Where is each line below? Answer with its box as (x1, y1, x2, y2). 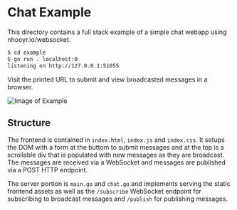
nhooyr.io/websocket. (7, 35, 71, 43)
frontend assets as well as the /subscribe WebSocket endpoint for (7, 187, 201, 196)
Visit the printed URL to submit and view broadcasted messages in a (7, 75, 208, 84)
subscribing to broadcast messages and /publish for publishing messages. (7, 194, 228, 203)
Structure (7, 116, 51, 128)
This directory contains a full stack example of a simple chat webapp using (7, 28, 227, 36)
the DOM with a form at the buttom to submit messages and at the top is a (7, 143, 224, 152)
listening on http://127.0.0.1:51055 (7, 62, 120, 70)
